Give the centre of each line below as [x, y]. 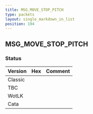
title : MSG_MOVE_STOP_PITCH [34, 10]
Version [17, 71]
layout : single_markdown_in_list [40, 19]
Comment [58, 71]
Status [13, 58]
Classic [16, 79]
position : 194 [20, 24]
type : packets [20, 14]
